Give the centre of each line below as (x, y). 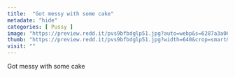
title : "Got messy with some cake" (60, 14)
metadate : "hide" (33, 20)
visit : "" (22, 46)
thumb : (17, 40)
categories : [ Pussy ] (40, 27)
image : (17, 33)
